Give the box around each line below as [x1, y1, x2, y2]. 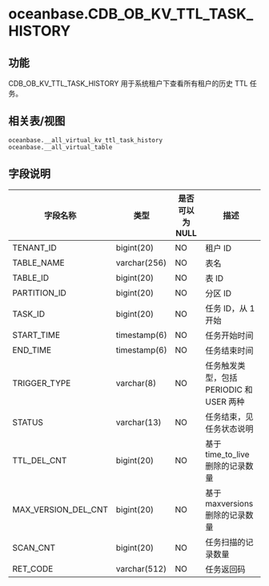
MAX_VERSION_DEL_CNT [12, 503, 109, 515]
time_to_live [205, 449, 250, 460]
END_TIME [12, 344, 52, 356]
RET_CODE [12, 563, 54, 574]
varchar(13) [115, 417, 162, 428]
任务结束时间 [205, 344, 254, 356]
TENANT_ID [12, 242, 58, 253]
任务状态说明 [205, 423, 254, 434]
